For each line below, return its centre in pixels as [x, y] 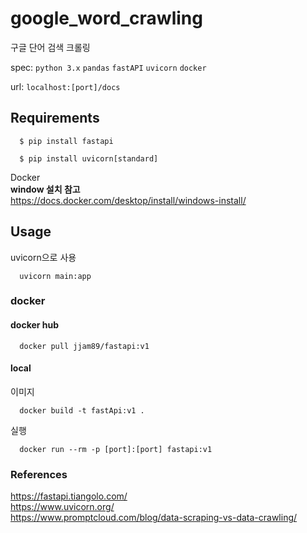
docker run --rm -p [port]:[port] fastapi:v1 [116, 449]
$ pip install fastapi [66, 141]
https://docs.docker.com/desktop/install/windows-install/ [128, 200]
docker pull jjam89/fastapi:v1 [84, 346]
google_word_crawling [106, 18]
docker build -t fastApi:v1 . [82, 410]
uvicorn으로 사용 [43, 257]
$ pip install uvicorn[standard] [89, 158]
